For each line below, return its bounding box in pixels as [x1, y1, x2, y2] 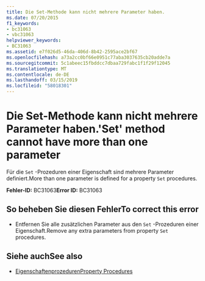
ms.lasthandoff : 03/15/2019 [6, 77, 78, 83]
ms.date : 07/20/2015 [6, 15, 59, 21]
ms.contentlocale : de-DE [6, 71, 70, 78]
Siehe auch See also [6, 251, 83, 261]
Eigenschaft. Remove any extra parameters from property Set [15, 227, 169, 234]
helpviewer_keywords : [6, 37, 62, 43]
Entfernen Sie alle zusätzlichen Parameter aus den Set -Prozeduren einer [15, 221, 199, 228]
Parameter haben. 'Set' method [6, 122, 165, 136]
